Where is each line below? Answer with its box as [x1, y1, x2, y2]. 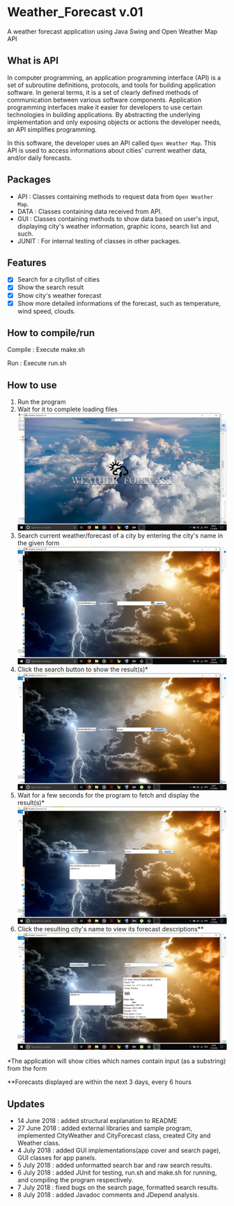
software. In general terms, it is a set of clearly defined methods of [7, 88, 198, 96]
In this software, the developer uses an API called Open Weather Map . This [7, 139, 217, 147]
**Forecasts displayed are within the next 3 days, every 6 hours [7, 1078, 192, 1086]
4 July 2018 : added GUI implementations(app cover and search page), [17, 1146, 221, 1154]
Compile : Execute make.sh [7, 346, 86, 354]
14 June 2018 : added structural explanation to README [17, 1117, 178, 1125]
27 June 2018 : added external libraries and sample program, [17, 1124, 193, 1133]
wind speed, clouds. [17, 307, 76, 315]
